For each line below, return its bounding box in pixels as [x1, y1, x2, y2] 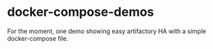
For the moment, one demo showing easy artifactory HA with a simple [7, 27, 206, 35]
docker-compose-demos [7, 4, 154, 20]
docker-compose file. [7, 34, 68, 42]
